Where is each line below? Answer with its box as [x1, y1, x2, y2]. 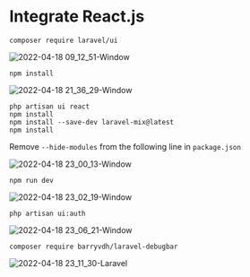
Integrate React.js [9, 6, 145, 27]
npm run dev [9, 176, 54, 185]
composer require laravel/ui [9, 36, 118, 45]
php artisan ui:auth [9, 209, 87, 218]
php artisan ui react [9, 101, 91, 111]
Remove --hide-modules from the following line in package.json [9, 141, 242, 151]
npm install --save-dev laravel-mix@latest [9, 117, 175, 126]
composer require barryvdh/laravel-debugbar [9, 242, 178, 251]
